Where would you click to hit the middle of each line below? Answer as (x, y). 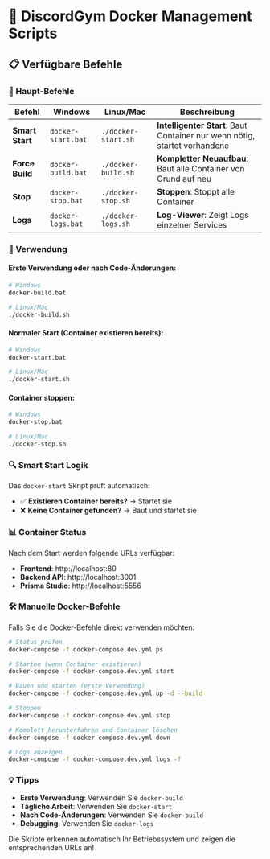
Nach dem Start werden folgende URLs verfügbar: (92, 553)
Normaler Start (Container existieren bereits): (86, 333)
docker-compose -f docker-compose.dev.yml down (90, 738)
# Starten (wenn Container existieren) (75, 664)
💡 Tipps (24, 780)
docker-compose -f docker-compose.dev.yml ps (86, 649)
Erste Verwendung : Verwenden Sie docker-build (101, 797)
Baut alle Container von (200, 168)
